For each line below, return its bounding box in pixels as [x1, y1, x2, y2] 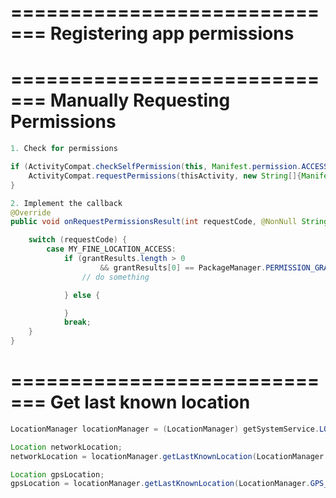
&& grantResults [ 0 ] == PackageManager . [99, 262, 267, 273]
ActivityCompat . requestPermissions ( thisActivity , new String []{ [28, 171, 302, 181]
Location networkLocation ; [10, 442, 123, 452]
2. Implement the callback [10, 198, 123, 208]
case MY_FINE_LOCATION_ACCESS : [46, 244, 177, 255]
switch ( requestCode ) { [28, 235, 128, 245]
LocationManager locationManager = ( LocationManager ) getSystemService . [10, 424, 320, 434]
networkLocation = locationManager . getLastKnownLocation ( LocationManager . [10, 451, 329, 461]
